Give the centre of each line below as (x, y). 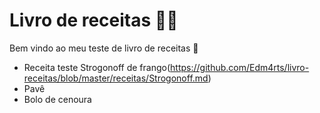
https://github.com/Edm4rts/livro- (240, 67)
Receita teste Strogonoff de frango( (97, 67)
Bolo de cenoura (57, 99)
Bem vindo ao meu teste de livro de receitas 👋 (104, 48)
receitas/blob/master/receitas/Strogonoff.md (116, 78)
